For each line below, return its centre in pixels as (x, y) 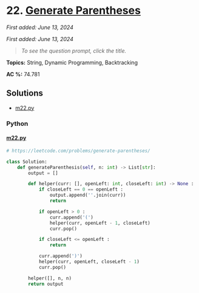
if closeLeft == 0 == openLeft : (81, 189)
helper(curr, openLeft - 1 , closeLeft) (100, 223)
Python (17, 123)
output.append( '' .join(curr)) (88, 195)
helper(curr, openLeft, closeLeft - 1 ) (89, 262)
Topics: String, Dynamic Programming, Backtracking (72, 62)
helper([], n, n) (50, 278)
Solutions (25, 94)
